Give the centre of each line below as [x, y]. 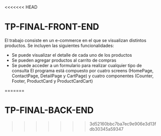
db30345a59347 [107, 129]
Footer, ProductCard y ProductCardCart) [52, 81]
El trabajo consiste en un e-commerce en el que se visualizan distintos [76, 40]
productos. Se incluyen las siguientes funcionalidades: [59, 45]
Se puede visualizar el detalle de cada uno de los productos [72, 55]
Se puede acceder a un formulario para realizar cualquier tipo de [77, 65]
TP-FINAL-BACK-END [49, 110]
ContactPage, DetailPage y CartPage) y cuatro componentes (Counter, [83, 76]
